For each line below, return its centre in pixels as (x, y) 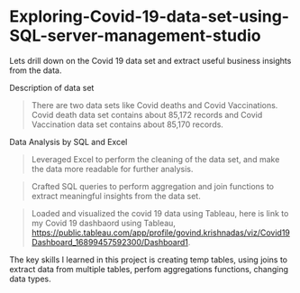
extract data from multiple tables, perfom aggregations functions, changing (149, 269)
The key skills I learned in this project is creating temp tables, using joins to (149, 260)
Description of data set (52, 87)
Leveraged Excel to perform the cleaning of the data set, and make (155, 159)
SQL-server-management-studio (135, 36)
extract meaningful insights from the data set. (116, 196)
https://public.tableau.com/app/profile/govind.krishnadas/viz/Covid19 (161, 233)
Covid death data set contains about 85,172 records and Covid (147, 114)
